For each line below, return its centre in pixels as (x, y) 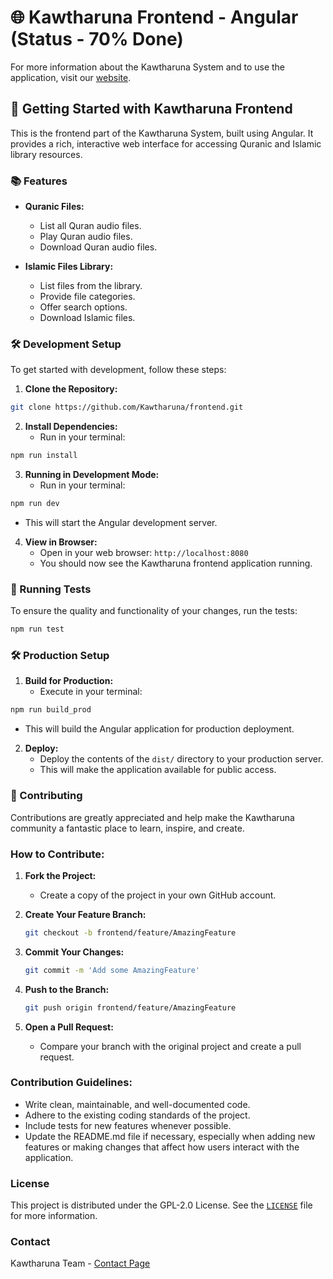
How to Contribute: (57, 854)
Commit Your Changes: (74, 952)
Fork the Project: (60, 875)
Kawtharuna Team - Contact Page (80, 1263)
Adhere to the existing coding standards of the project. (137, 1115)
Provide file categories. (87, 297)
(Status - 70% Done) (97, 39)
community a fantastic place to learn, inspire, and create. (127, 828)
